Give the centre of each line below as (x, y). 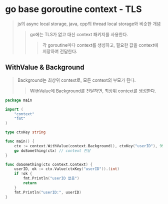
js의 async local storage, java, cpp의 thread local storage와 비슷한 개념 (89, 24)
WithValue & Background (45, 67)
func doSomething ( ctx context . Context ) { (49, 164)
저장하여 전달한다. (60, 51)
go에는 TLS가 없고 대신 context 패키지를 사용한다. (79, 34)
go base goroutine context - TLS (73, 9)
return (30, 183)
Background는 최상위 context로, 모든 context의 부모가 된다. (76, 80)
